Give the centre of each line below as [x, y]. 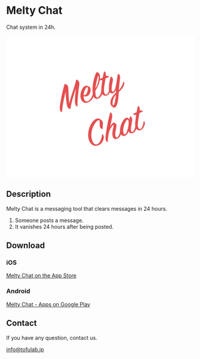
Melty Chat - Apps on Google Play [49, 304]
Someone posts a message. [49, 220]
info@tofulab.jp [25, 349]
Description [28, 194]
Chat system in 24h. [31, 27]
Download [25, 246]
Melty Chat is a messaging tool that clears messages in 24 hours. [87, 208]
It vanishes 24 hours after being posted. [64, 226]
